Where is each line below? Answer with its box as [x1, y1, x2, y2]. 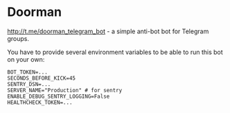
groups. [7, 34, 30, 42]
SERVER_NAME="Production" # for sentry [7, 87, 123, 94]
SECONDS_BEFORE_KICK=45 [7, 74, 76, 82]
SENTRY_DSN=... [7, 80, 51, 87]
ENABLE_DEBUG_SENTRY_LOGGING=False [7, 93, 110, 100]
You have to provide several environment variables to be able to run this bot [7, 48, 223, 56]
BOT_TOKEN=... [7, 69, 48, 76]
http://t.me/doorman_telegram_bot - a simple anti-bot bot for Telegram [7, 27, 209, 35]
